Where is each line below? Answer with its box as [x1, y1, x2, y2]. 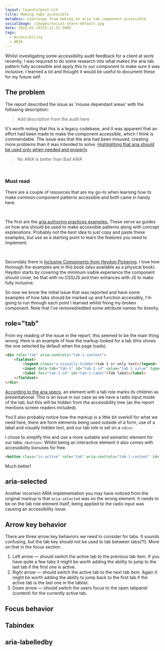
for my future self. [5, 73, 42, 79]
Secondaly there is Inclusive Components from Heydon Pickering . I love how [5, 258, 160, 264]
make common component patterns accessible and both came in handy [5, 194, 151, 200]
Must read [5, 178, 30, 185]
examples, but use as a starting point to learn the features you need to [5, 234, 147, 240]
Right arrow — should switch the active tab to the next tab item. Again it [12, 569, 158, 575]
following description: [5, 107, 49, 112]
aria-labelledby [5, 638, 53, 647]
